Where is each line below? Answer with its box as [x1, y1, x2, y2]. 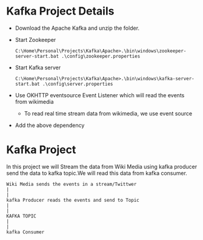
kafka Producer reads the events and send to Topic [6, 197, 139, 203]
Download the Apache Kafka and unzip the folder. [15, 24, 140, 32]
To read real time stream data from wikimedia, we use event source [24, 109, 193, 117]
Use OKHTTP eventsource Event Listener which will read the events [15, 91, 185, 98]
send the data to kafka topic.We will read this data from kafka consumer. [6, 169, 188, 177]
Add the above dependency [15, 122, 85, 129]
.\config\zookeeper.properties [61, 53, 141, 59]
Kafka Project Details [6, 4, 115, 18]
